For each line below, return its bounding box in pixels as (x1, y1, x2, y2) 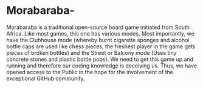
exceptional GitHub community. (6, 75, 85, 82)
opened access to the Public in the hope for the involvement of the (6, 68, 173, 75)
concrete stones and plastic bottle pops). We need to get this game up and (6, 55, 193, 63)
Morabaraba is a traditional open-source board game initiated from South (6, 24, 190, 31)
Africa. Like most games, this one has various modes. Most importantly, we (6, 30, 194, 37)
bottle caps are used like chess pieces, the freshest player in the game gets (6, 43, 196, 50)
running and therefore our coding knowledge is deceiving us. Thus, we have (6, 61, 198, 69)
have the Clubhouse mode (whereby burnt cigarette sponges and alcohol (6, 36, 190, 43)
